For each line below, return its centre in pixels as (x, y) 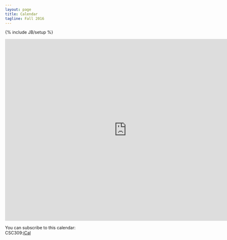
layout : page (18, 9)
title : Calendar (21, 14)
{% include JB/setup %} (29, 32)
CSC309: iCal (18, 233)
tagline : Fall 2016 (25, 18)
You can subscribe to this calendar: (41, 228)
